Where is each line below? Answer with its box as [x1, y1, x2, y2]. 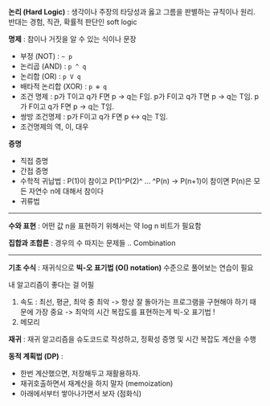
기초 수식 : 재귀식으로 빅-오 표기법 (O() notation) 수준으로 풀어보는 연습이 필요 [8, 263, 254, 272]
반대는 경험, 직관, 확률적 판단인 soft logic [8, 17, 137, 27]
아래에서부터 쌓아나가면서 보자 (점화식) [19, 389, 142, 398]
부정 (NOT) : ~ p [19, 52, 72, 60]
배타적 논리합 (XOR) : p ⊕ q [19, 81, 107, 91]
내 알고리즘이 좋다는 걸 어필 [8, 280, 95, 289]
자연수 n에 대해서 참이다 [28, 186, 104, 196]
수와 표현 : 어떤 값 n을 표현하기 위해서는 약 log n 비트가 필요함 [8, 221, 202, 230]
